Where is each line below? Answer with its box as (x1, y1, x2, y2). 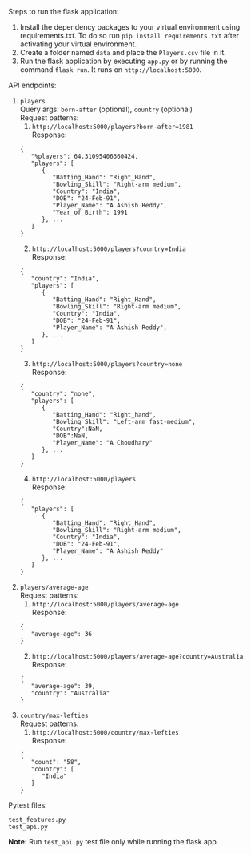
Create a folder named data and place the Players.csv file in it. (19, 48, 226, 57)
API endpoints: (8, 80, 57, 90)
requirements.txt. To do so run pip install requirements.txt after (19, 31, 240, 40)
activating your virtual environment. (19, 39, 137, 49)
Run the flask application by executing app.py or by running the (19, 56, 228, 66)
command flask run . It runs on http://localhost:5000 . (19, 65, 202, 75)
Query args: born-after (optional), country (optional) (19, 104, 193, 114)
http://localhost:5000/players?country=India (31, 245, 186, 253)
